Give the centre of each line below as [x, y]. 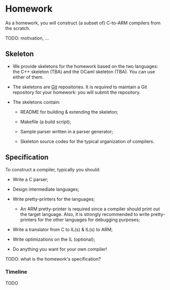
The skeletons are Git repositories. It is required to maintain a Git [80, 87]
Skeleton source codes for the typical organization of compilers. [87, 141]
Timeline [16, 272]
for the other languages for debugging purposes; [89, 220]
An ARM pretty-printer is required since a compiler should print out [90, 209]
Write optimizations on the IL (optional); [54, 239]
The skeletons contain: [36, 102]
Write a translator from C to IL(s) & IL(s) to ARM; [63, 229]
